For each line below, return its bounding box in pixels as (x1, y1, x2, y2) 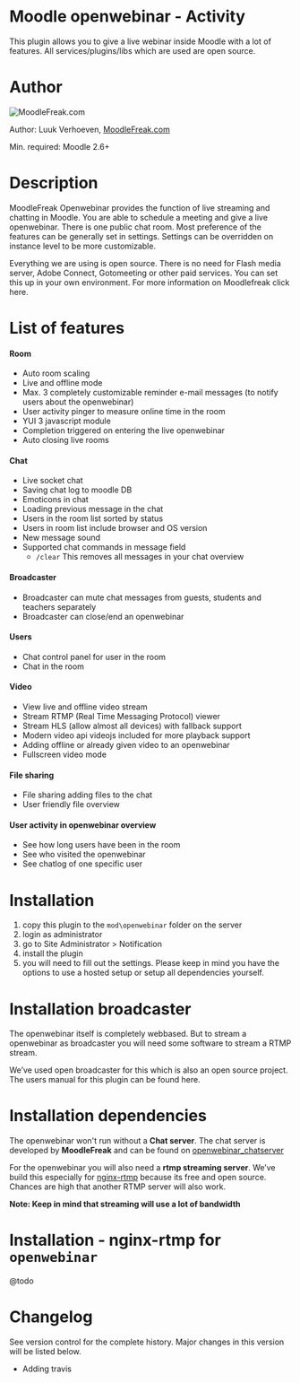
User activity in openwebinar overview (9, 819, 157, 831)
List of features (9, 318, 125, 338)
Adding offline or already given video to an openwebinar (21, 740, 230, 751)
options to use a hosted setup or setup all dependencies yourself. (21, 967, 264, 979)
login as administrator (21, 929, 103, 940)
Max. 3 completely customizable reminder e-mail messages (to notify (21, 387, 279, 398)
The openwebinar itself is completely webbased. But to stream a (9, 1029, 247, 1039)
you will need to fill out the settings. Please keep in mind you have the (21, 958, 280, 969)
